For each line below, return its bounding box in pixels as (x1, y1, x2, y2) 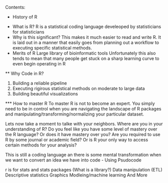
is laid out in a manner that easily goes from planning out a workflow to (12, 39, 159, 45)
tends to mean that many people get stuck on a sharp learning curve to (12, 55, 159, 61)
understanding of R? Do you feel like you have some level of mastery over (5, 126, 157, 132)
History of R (12, 14, 38, 19)
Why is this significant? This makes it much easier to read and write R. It (12, 34, 161, 40)
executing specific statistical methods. (12, 45, 92, 50)
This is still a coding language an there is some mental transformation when (5, 152, 161, 157)
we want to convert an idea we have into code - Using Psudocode (5, 157, 142, 163)
